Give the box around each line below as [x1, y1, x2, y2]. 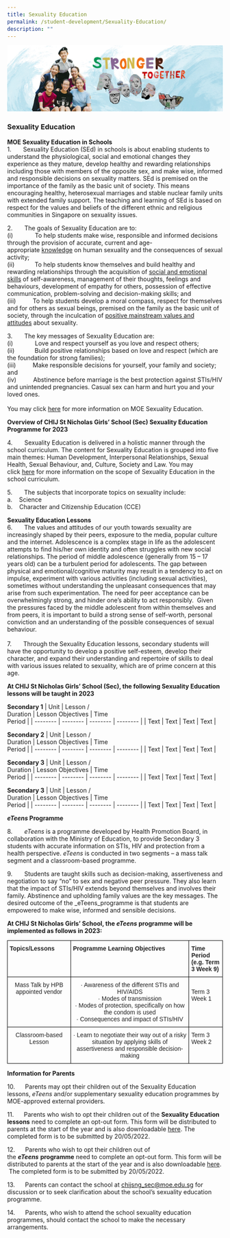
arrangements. [7, 1223, 49, 1231]
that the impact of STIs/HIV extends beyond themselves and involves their [7, 884, 216, 892]
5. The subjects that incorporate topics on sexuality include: [7, 488, 186, 496]
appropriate [7, 245, 40, 253]
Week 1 [191, 994, 212, 1002]
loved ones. [7, 390, 40, 398]
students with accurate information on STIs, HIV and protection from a [7, 841, 205, 850]
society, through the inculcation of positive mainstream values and [7, 311, 195, 319]
